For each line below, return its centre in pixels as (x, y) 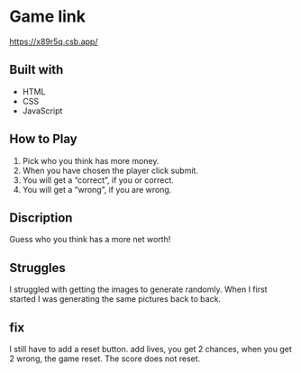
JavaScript (42, 111)
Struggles (37, 268)
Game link (47, 17)
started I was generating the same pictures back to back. (115, 299)
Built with (36, 70)
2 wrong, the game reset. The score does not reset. (105, 359)
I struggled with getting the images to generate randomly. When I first (138, 289)
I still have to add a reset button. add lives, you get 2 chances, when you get (151, 349)
